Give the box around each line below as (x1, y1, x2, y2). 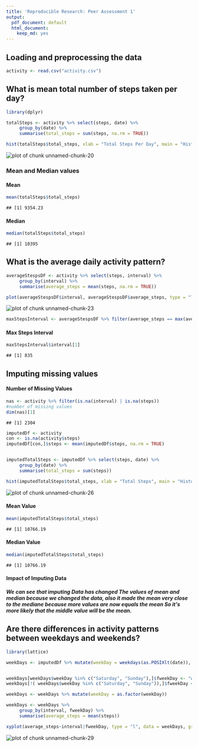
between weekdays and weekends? (6, 633, 140, 643)
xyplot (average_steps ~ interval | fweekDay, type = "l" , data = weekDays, (6, 723, 186, 729)
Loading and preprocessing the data (6, 52, 142, 62)
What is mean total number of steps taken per (6, 84, 178, 94)
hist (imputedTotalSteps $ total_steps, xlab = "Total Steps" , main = (6, 478, 176, 484)
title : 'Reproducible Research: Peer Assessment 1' (6, 8, 136, 15)
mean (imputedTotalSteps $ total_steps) (6, 515, 99, 521)
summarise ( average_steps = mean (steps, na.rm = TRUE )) (19, 283, 157, 289)
